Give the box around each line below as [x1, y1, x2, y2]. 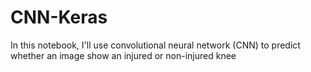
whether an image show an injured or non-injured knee [10, 49, 237, 61]
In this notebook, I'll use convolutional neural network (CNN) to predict [10, 39, 301, 51]
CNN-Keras [10, 6, 108, 29]
